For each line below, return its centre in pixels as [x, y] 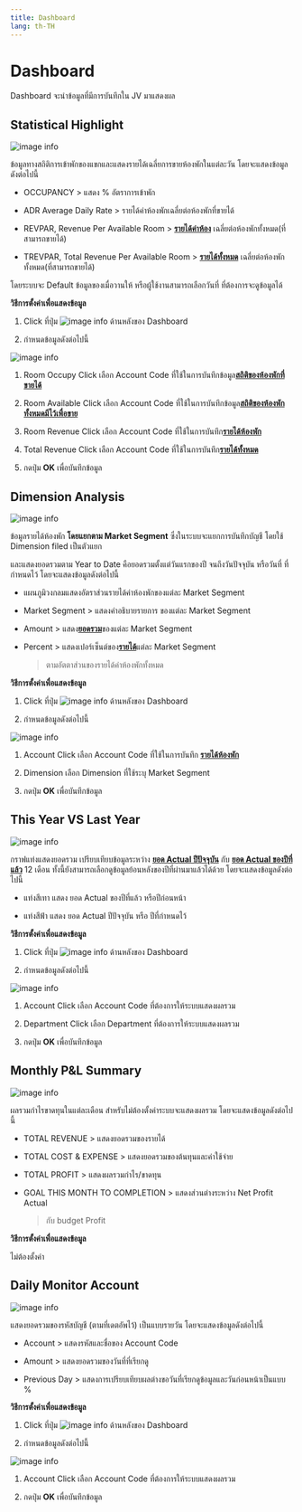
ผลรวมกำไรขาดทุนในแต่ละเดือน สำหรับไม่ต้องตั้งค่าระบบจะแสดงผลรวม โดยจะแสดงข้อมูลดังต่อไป [152, 1110]
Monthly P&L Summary [76, 1071]
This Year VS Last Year [75, 820]
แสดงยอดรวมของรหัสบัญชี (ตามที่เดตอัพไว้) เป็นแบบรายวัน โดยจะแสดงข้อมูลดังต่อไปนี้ [137, 1325]
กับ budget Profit [76, 1220]
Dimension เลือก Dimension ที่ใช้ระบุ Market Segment [116, 773]
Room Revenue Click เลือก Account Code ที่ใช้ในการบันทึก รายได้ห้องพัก [142, 431]
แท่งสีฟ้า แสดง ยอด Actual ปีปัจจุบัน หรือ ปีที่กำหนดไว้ [105, 915]
